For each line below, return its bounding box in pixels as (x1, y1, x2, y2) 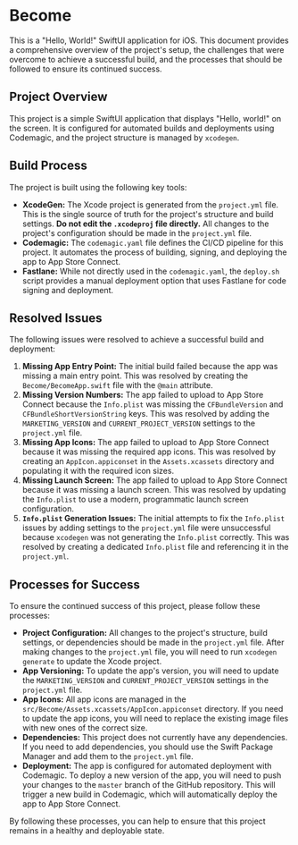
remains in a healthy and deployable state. (9, 825, 165, 836)
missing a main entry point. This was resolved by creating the (21, 370, 248, 381)
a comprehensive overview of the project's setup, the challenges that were (9, 44, 285, 55)
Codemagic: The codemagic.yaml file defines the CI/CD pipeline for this (21, 237, 284, 248)
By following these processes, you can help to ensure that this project (9, 815, 266, 827)
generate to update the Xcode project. (21, 656, 162, 667)
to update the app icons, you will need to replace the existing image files (21, 713, 289, 724)
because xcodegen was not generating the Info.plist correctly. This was (21, 532, 290, 543)
